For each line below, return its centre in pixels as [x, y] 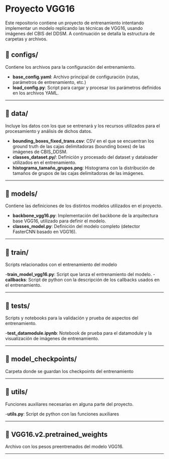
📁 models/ [21, 193]
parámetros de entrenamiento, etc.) [49, 82]
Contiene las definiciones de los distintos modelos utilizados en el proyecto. [84, 206]
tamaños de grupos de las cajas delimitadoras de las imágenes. [78, 173]
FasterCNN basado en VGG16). [45, 232]
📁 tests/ [18, 306]
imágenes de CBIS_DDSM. [40, 152]
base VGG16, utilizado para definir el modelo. [59, 221]
